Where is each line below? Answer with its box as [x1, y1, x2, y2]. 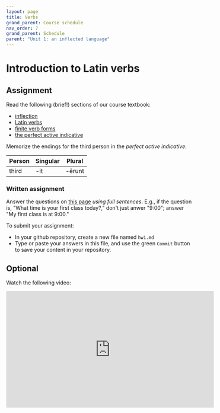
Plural [66, 157, 84, 165]
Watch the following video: [6, 279, 71, 286]
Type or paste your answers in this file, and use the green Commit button [14, 240, 190, 247]
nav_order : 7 [6, 25, 39, 31]
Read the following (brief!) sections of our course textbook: [6, 101, 151, 108]
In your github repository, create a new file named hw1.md [14, 233, 154, 241]
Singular [35, 157, 60, 165]
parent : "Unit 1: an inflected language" [6, 36, 110, 42]
